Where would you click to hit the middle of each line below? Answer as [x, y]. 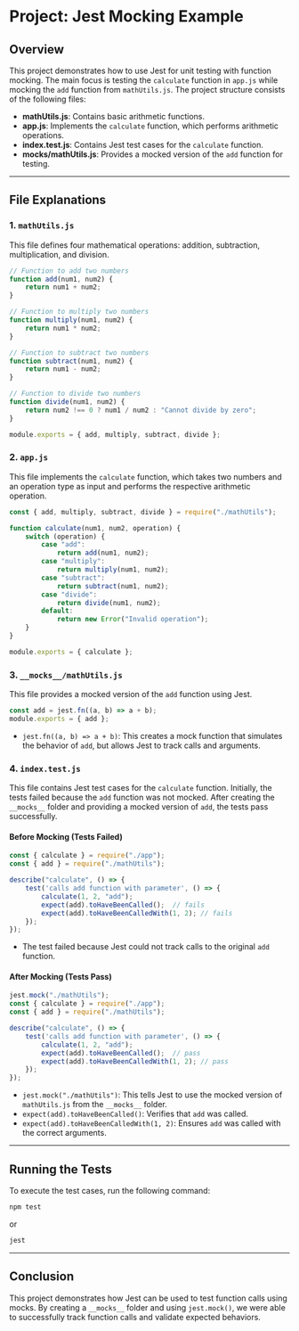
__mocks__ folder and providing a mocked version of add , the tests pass [139, 807]
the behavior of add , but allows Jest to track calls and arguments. [141, 745]
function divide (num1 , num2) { [67, 402]
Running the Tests [61, 1169]
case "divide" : [69, 595]
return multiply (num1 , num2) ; [113, 570]
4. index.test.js [45, 768]
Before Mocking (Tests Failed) [66, 836]
